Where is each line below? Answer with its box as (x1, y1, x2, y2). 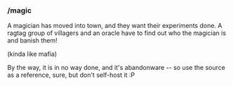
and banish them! (7, 36, 58, 45)
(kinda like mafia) (7, 50, 58, 58)
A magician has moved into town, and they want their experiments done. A (7, 22, 222, 30)
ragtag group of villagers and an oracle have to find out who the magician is (7, 29, 227, 37)
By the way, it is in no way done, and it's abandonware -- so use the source (7, 64, 226, 72)
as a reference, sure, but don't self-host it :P (7, 71, 135, 79)
